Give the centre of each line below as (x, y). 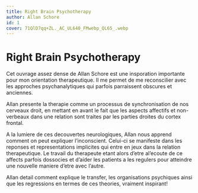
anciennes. (20, 93)
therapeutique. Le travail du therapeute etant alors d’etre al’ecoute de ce (94, 153)
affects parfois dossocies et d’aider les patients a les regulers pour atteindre (99, 160)
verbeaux (18, 117)
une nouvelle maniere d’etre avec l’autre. (56, 166)
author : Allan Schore (33, 17)
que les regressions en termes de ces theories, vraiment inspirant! (87, 184)
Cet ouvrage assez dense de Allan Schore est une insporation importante (95, 74)
